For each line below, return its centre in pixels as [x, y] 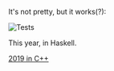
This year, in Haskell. [43, 43]
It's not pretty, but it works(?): [57, 12]
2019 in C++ [29, 58]
